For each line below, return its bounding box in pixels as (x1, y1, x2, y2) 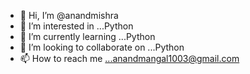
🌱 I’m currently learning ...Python (19, 31, 156, 42)
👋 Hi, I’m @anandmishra (19, 10, 119, 21)
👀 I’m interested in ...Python (19, 20, 134, 32)
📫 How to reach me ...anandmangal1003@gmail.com (19, 53, 240, 64)
